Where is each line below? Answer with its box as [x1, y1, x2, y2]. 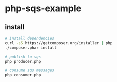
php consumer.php [5, 73, 41, 78]
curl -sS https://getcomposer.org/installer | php [5, 40, 113, 45]
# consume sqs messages [5, 68, 55, 73]
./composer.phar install [5, 45, 57, 50]
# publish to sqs [5, 54, 41, 59]
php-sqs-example [5, 3, 81, 14]
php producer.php [5, 59, 41, 64]
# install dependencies [5, 36, 55, 41]
